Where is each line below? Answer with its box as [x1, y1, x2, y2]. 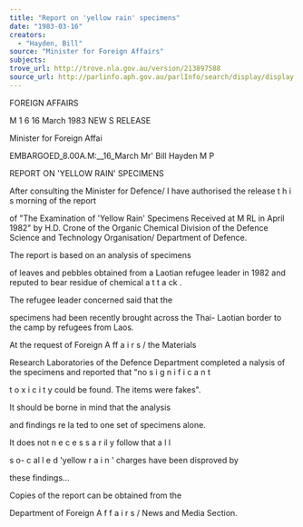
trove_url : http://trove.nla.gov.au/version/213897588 [9, 65, 221, 74]
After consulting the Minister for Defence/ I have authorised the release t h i [9, 185, 292, 196]
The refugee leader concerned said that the [9, 294, 173, 305]
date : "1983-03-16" [9, 22, 83, 31]
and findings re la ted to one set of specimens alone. [9, 419, 206, 430]
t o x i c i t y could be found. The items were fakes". [9, 383, 201, 395]
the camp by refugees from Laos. [9, 322, 134, 333]
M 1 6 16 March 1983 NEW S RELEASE [9, 114, 151, 125]
